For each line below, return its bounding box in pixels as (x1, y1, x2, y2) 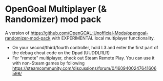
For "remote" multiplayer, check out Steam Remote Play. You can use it (12, 55, 155, 61)
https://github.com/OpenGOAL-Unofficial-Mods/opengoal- (30, 30, 149, 36)
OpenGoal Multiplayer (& (5, 3, 107, 15)
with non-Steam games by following (12, 60, 85, 66)
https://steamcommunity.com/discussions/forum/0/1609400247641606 (12, 65, 157, 71)
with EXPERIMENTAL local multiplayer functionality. (51, 35, 155, 41)
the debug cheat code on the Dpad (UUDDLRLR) (12, 50, 110, 56)
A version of (5, 30, 30, 36)
